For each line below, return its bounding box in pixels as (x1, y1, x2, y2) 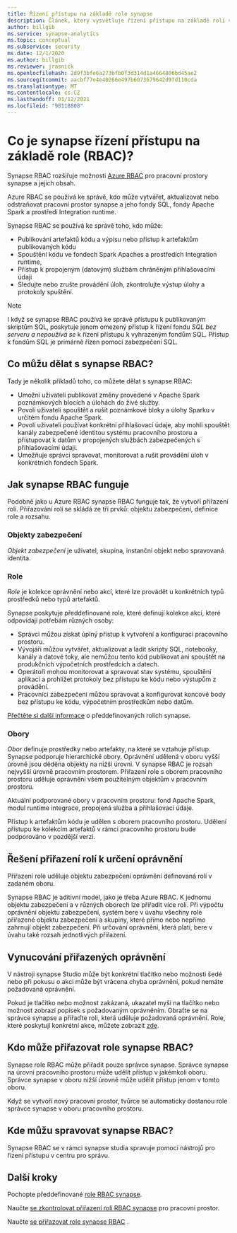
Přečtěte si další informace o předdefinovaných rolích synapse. (7, 712, 190, 720)
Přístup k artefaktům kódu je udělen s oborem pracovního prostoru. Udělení (7, 818, 227, 826)
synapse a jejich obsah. (7, 178, 76, 187)
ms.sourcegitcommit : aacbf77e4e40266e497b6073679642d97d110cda (7, 76, 197, 83)
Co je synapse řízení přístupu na (7, 133, 200, 149)
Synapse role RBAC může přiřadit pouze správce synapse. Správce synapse (7, 1060, 229, 1069)
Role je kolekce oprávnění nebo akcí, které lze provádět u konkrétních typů (7, 588, 224, 596)
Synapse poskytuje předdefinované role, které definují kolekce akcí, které (7, 609, 221, 618)
